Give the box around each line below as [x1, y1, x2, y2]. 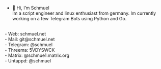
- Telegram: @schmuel [5, 42, 53, 48]
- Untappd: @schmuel [5, 58, 51, 63]
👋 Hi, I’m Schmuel [12, 5, 49, 11]
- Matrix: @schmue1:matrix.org [5, 52, 70, 58]
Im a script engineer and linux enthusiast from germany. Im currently [12, 10, 156, 16]
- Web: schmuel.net [5, 31, 46, 37]
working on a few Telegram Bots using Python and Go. [12, 16, 127, 21]
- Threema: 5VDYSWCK [5, 47, 55, 53]
